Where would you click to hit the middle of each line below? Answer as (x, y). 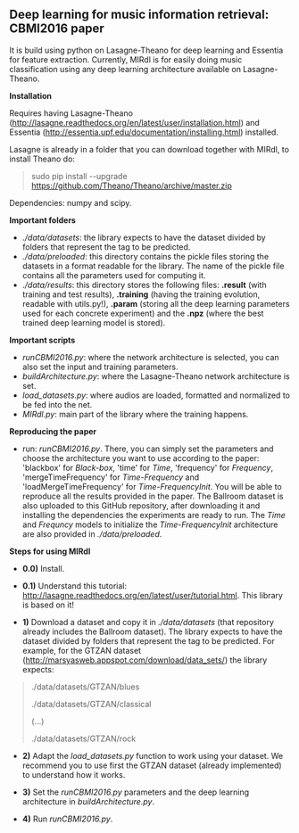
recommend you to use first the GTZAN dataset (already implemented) (152, 765)
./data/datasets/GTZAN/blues (85, 687)
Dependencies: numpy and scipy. (71, 202)
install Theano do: (42, 159)
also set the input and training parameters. (100, 367)
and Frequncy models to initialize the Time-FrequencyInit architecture (150, 524)
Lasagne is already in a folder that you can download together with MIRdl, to (149, 149)
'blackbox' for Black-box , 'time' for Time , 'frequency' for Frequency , (148, 467)
